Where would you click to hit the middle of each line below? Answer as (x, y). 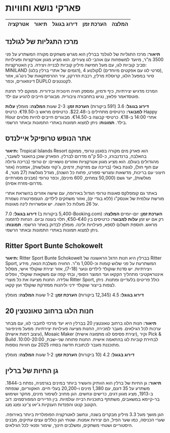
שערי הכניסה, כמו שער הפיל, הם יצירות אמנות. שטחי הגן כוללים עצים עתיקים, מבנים (85, 420)
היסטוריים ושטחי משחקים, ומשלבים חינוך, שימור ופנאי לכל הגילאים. (69, 425)
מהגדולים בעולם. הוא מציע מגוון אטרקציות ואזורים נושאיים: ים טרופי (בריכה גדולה (82, 161)
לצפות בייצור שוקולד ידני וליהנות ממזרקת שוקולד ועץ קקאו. (61, 285)
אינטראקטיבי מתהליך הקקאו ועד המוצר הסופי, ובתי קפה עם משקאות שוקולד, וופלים (84, 274)
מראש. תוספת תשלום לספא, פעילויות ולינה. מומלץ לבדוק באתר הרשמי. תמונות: (81, 224)
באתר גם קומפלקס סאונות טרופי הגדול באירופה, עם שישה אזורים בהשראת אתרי (81, 193)
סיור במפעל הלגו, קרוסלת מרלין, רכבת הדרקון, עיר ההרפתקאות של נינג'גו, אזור (80, 75)
